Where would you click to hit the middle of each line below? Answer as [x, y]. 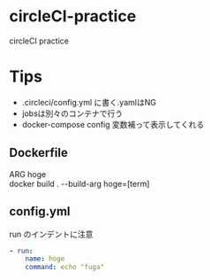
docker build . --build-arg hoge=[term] [79, 183]
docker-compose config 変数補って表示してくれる [113, 124]
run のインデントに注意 [51, 234]
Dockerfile [39, 153]
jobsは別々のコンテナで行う [72, 113]
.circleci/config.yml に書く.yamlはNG [89, 102]
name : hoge [45, 259]
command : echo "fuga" [64, 268]
